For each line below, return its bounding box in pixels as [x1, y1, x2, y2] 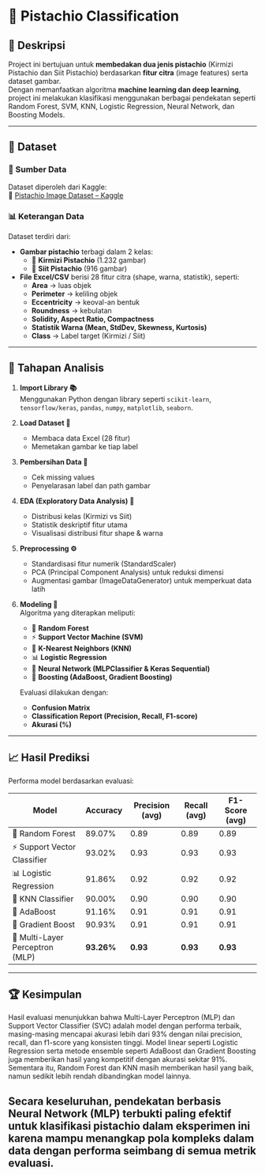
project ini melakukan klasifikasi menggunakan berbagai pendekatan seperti [8, 93, 256, 102]
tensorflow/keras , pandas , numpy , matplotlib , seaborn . [19, 403, 193, 412]
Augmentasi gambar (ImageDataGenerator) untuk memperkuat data [31, 575, 252, 585]
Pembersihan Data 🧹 [19, 457, 88, 466]
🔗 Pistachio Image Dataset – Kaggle [8, 190, 124, 200]
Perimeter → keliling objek [31, 289, 118, 298]
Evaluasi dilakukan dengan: [19, 688, 109, 697]
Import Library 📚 [19, 383, 77, 392]
